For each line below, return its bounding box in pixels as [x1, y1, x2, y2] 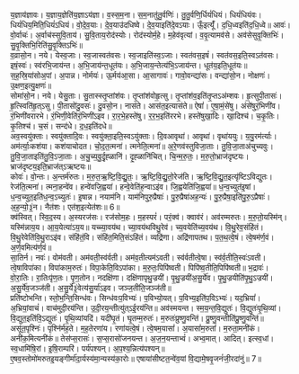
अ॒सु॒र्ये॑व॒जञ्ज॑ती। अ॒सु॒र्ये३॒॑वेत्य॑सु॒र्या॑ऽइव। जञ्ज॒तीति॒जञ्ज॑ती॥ [10, 282, 171, 293]
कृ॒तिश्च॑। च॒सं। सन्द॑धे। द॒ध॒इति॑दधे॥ [10, 120, 112, 131]
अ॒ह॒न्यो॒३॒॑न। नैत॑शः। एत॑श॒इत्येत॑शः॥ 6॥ [10, 201, 120, 212]
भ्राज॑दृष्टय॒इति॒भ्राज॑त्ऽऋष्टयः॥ [10, 161, 92, 172]
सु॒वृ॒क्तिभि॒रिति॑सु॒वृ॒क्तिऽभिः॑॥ [10, 40, 84, 50]
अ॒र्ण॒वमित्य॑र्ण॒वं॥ [10, 242, 52, 253]
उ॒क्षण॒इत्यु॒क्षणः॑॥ [10, 80, 52, 91]
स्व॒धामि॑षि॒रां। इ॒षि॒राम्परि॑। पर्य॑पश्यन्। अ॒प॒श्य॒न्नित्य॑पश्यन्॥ [10, 343, 165, 353]
